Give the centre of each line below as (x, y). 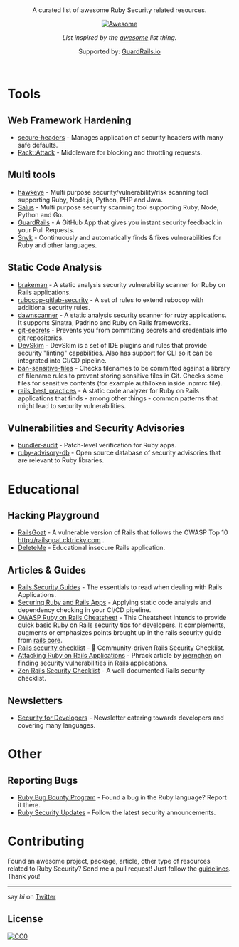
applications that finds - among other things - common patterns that (118, 398)
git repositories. (41, 338)
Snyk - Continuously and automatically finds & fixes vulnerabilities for (119, 237)
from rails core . (40, 641)
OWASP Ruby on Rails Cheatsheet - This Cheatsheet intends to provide (122, 618)
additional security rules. (54, 307)
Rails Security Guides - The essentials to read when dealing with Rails (120, 587)
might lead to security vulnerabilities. (72, 405)
